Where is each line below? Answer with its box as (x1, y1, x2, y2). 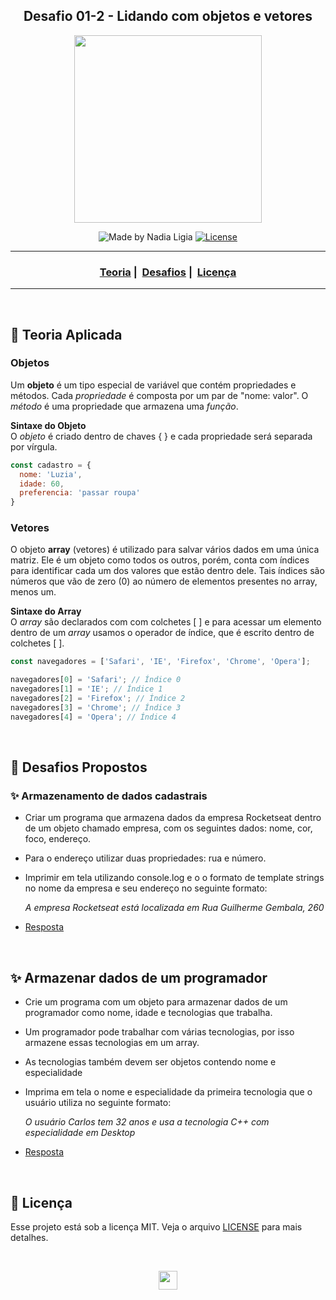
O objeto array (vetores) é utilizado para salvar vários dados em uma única (10, 544, 320, 556)
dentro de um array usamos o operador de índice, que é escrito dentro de (10, 627, 315, 639)
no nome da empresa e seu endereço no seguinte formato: (24, 882, 268, 894)
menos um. (10, 586, 57, 598)
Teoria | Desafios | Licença (99, 265, 237, 279)
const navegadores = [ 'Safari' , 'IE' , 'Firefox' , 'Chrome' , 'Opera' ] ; (10, 657, 311, 667)
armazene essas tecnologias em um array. (24, 1037, 200, 1049)
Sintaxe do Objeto (10, 419, 87, 431)
